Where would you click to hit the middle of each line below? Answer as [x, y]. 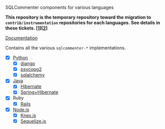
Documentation [22, 38]
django [28, 64]
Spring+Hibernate [39, 92]
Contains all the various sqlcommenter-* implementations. [66, 48]
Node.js [21, 110]
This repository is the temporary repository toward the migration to [78, 17]
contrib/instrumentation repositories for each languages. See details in [83, 23]
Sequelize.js [33, 121]
